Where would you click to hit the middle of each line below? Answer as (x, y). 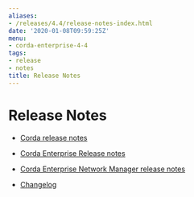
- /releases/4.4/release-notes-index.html (80, 23)
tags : (17, 53)
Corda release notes (54, 137)
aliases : (23, 16)
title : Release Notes (45, 76)
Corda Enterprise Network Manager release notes (103, 169)
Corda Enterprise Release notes (73, 153)
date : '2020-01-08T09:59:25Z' (59, 31)
